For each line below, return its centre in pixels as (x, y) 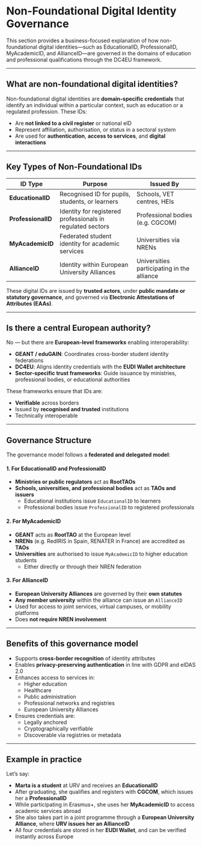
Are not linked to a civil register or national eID (73, 123)
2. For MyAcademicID (34, 521)
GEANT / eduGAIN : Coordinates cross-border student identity (92, 354)
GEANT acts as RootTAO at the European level (73, 535)
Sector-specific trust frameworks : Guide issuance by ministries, (96, 373)
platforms (27, 613)
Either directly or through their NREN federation (83, 566)
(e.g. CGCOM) (157, 222)
